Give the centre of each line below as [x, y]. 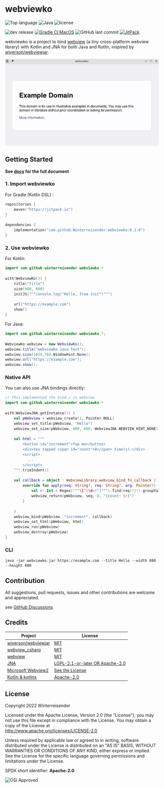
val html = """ [29, 439]
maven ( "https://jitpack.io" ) [43, 210]
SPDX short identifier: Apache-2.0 [40, 771]
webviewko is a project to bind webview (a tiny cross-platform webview [77, 41]
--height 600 [18, 566]
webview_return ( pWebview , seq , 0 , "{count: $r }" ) [82, 496]
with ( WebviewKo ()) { [26, 279]
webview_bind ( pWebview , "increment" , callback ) [63, 517]
